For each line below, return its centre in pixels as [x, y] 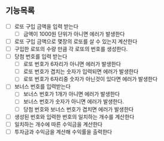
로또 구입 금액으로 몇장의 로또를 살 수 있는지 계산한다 [76, 41]
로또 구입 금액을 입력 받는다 [46, 26]
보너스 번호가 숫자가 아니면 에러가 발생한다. [74, 101]
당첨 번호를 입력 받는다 [41, 56]
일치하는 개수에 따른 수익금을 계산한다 [58, 124]
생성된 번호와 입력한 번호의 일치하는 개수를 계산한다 [74, 116]
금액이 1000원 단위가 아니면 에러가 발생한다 [74, 34]
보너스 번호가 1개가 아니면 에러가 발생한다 [72, 94]
